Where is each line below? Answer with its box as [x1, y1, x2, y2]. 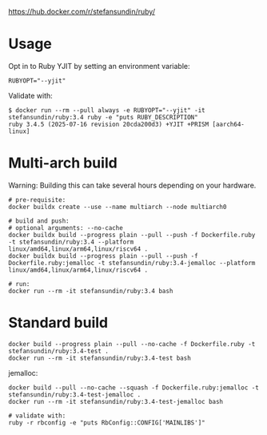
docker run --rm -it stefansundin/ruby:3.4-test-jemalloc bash [8, 397, 224, 405]
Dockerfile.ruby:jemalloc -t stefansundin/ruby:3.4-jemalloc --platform [8, 259, 256, 267]
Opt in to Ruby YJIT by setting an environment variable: [8, 61, 190, 70]
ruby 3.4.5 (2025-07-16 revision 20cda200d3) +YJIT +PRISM [8, 120, 209, 128]
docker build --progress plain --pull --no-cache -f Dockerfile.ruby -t [8, 340, 256, 348]
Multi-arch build [8, 154, 118, 172]
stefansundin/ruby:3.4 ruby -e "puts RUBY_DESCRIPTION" [8, 113, 198, 121]
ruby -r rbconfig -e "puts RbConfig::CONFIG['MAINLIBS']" [8, 418, 205, 427]
